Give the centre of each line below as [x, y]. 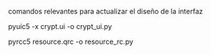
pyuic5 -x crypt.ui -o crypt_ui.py [60, 26]
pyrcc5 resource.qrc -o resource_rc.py [71, 41]
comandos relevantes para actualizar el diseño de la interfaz [106, 11]
